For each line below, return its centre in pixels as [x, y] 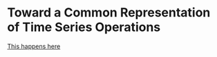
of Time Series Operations [84, 27]
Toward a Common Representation [109, 13]
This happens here [34, 46]
